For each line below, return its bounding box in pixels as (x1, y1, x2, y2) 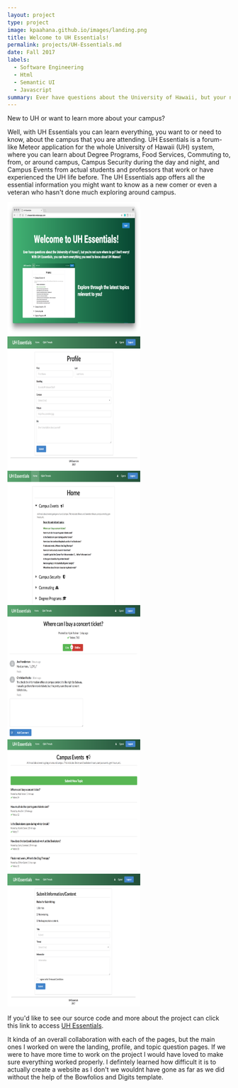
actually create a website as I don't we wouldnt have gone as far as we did (7, 1065, 225, 1074)
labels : (7, 57, 30, 64)
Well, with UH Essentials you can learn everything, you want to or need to (7, 128, 222, 136)
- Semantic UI (13, 79, 55, 86)
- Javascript (13, 86, 52, 94)
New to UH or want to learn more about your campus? (7, 114, 165, 123)
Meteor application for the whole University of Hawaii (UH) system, (18, 143, 215, 152)
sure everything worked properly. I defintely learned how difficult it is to (7, 1058, 217, 1067)
